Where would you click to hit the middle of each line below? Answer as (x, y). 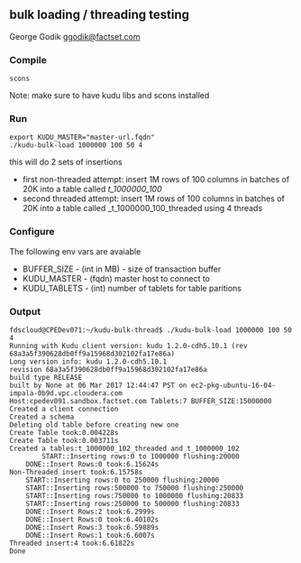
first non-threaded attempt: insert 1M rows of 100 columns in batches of (156, 180)
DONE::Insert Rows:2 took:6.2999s (90, 512)
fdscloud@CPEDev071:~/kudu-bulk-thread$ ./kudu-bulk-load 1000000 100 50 (151, 330)
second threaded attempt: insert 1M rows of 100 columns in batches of (154, 198)
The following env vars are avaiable (75, 251)
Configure (32, 232)
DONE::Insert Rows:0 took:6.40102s (92, 520)
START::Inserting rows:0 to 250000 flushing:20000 (123, 480)
